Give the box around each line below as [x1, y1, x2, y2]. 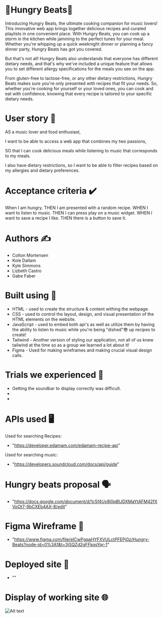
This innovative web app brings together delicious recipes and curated [5, 25, 147, 31]
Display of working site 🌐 [5, 592, 108, 603]
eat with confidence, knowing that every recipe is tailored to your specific [5, 91, 152, 97]
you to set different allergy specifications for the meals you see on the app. [5, 65, 155, 72]
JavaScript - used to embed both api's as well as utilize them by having [12, 321, 155, 327]
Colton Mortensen [12, 252, 49, 258]
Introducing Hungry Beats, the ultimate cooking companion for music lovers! [5, 20, 158, 26]
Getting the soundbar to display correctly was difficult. [12, 385, 121, 391]
